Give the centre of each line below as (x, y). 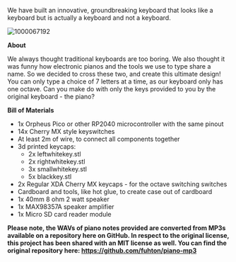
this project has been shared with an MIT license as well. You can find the (117, 243)
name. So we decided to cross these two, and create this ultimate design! (114, 74)
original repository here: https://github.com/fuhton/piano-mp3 (102, 250)
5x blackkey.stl (50, 177)
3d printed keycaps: (47, 147)
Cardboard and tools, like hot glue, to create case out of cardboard (115, 192)
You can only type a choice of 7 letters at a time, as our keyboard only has (116, 81)
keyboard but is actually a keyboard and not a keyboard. (89, 18)
